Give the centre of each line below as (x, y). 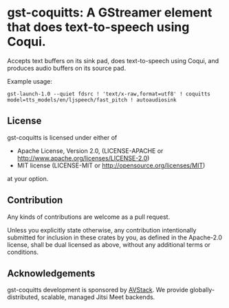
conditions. (23, 252)
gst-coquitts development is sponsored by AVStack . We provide (98, 290)
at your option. (28, 178)
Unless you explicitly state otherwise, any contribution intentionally (102, 230)
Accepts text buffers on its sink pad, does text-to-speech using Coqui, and (113, 60)
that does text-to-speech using (98, 27)
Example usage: (30, 81)
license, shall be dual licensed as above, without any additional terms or (109, 244)
